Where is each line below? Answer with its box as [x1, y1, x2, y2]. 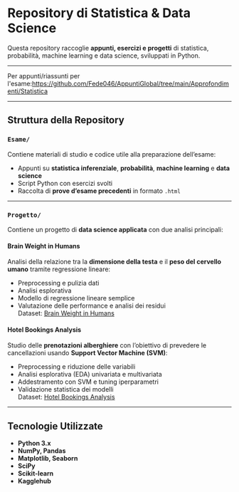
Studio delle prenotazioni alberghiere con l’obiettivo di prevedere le [7, 341, 207, 350]
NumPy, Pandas [17, 446, 66, 455]
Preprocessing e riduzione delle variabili [17, 362, 136, 371]
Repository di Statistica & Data [7, 5, 191, 21]
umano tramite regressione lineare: [7, 265, 111, 273]
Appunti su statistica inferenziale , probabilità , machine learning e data [17, 164, 230, 172]
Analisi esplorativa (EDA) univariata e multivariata [17, 370, 162, 379]
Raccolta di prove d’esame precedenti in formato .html [17, 187, 181, 195]
